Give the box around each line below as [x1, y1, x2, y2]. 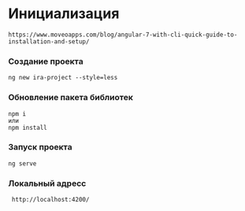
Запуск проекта [8, 142, 72, 153]
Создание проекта [8, 56, 84, 67]
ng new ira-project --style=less [8, 74, 118, 82]
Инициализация [8, 5, 120, 23]
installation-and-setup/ [8, 37, 90, 46]
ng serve [8, 159, 37, 168]
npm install [8, 124, 47, 131]
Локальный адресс [8, 178, 87, 189]
